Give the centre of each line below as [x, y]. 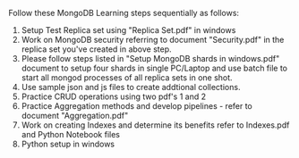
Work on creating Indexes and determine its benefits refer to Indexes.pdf [155, 125]
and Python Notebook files [70, 134]
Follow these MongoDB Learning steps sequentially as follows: [124, 13]
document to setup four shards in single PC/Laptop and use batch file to [154, 68]
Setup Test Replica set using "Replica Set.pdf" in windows [128, 30]
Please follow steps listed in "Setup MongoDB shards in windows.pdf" [150, 58]
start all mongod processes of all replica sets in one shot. [127, 78]
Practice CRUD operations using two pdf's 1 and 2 [114, 96]
